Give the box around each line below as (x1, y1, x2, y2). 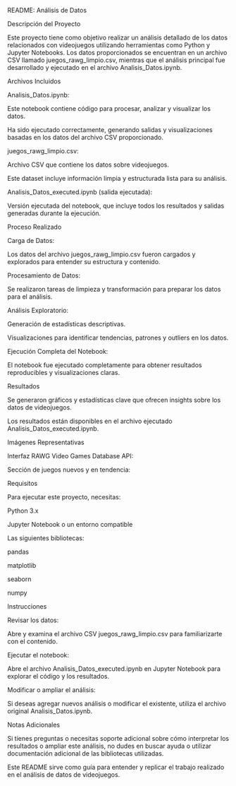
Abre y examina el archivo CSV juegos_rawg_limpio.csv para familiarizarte (7, 630, 223, 638)
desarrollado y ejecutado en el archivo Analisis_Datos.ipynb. (7, 64, 182, 71)
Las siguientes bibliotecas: (7, 534, 85, 542)
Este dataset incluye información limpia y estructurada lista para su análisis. (7, 174, 228, 182)
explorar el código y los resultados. (7, 672, 110, 680)
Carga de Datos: (7, 237, 55, 244)
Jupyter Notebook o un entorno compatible (7, 520, 133, 528)
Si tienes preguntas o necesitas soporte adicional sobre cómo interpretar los (7, 734, 230, 742)
